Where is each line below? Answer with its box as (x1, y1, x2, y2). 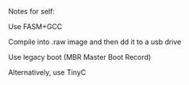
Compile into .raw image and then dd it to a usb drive (8, 37, 182, 46)
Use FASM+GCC (8, 22, 63, 31)
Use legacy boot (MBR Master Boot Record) (8, 53, 152, 61)
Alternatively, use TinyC (8, 68, 87, 77)
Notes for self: (8, 7, 56, 16)
